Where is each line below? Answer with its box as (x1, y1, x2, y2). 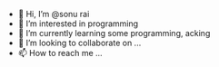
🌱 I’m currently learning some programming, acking (17, 28, 211, 38)
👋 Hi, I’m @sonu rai (17, 9, 90, 19)
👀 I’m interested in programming (17, 18, 139, 29)
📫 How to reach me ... (17, 48, 103, 58)
